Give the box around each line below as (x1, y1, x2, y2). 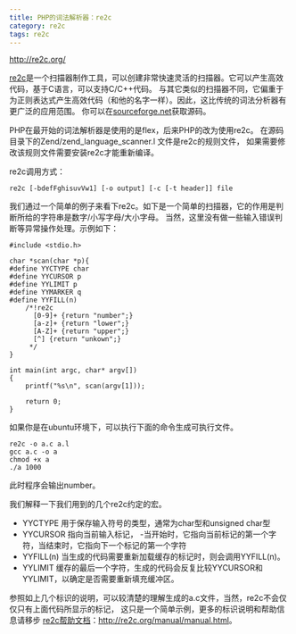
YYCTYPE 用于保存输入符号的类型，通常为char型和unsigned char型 (21, 518, 271, 529)
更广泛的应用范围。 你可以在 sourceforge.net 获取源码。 (9, 106, 211, 117)
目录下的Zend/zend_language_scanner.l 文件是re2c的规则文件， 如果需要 (9, 136, 278, 147)
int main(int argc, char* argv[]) (9, 366, 138, 375)
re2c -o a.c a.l (9, 439, 70, 449)
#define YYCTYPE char (9, 264, 90, 273)
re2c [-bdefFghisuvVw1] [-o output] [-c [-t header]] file (9, 184, 234, 193)
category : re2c (9, 21, 66, 30)
